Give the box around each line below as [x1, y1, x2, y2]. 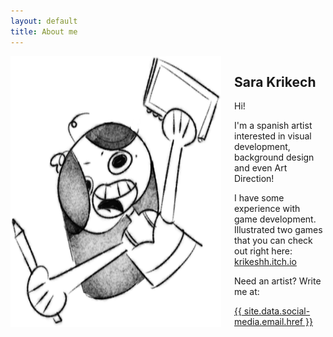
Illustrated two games [234, 224, 323, 236]
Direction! [234, 173, 275, 185]
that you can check [234, 235, 313, 247]
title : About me [10, 26, 78, 37]
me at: [234, 286, 260, 298]
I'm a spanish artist [234, 120, 313, 132]
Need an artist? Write [234, 275, 322, 287]
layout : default [10, 16, 78, 26]
